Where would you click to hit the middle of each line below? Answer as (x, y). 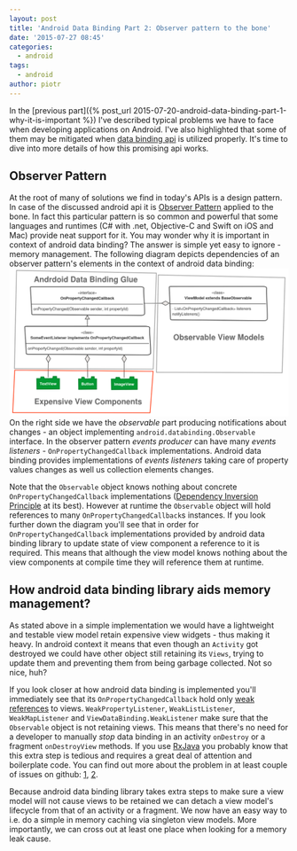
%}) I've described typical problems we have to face (179, 120)
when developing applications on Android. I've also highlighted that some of (148, 129)
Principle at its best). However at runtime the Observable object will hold (140, 505)
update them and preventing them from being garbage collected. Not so (141, 663)
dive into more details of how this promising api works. (109, 148)
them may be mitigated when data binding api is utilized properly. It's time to (148, 138)
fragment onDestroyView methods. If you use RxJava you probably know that (148, 746)
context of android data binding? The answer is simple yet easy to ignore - (145, 245)
